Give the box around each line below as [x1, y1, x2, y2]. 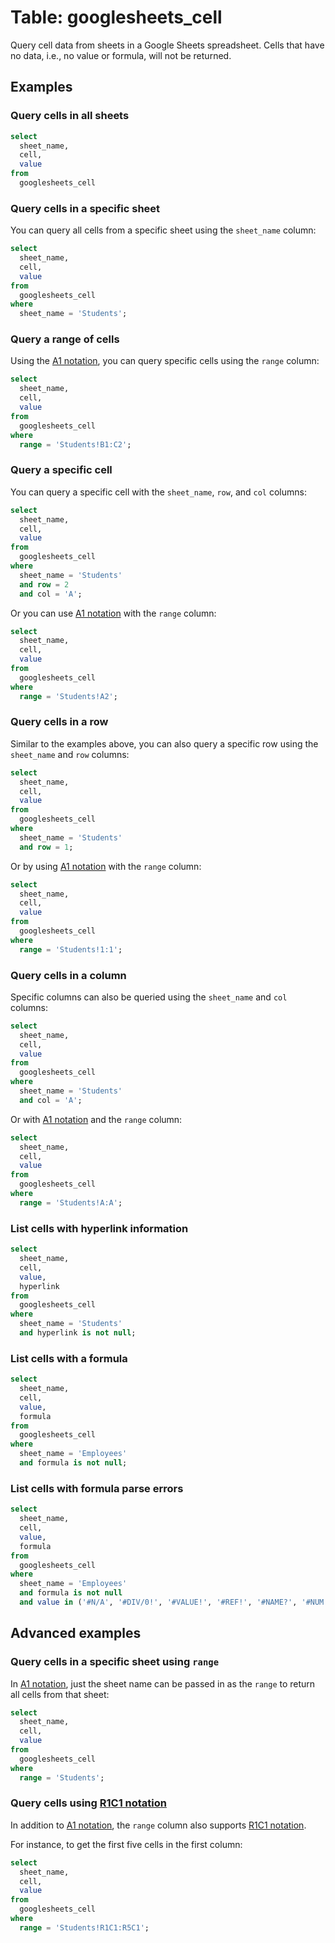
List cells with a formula [10, 1351, 128, 1365]
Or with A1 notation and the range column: [10, 1113, 183, 1125]
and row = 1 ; [19, 842, 74, 852]
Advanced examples [10, 1625, 142, 1642]
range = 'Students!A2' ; [19, 691, 118, 701]
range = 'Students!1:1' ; [19, 944, 123, 955]
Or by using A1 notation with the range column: [10, 860, 202, 872]
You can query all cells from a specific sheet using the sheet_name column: [10, 224, 317, 236]
